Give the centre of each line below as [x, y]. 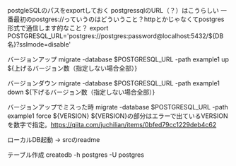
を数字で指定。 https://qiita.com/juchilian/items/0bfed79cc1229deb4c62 [112, 125]
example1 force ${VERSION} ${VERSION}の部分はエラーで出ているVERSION [118, 116]
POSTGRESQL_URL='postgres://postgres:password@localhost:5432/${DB [116, 36]
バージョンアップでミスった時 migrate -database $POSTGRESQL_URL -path [118, 107]
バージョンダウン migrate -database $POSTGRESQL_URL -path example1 [114, 83]
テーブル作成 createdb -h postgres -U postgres [76, 155]
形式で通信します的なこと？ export [58, 28]
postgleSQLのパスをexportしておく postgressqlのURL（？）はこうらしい [113, 10]
